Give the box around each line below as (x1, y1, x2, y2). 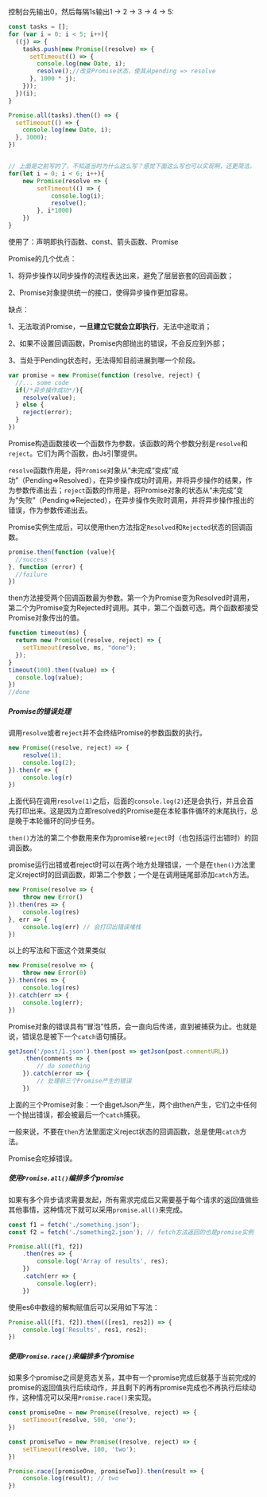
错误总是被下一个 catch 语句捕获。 (21, 1031, 131, 1041)
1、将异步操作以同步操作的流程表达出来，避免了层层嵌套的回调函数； (8, 270, 234, 280)
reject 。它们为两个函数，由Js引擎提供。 (8, 449, 142, 458)
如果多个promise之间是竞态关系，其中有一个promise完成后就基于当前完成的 (8, 1373, 257, 1382)
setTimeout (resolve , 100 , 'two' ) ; (22, 1445, 137, 1453)
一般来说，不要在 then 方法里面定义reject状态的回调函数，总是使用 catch (8, 1127, 240, 1136)
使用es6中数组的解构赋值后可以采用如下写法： (8, 1302, 161, 1312)
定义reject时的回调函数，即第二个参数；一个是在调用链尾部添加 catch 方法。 (8, 870, 254, 880)
